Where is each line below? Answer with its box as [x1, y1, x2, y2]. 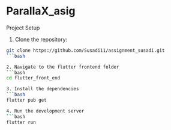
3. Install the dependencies [6, 86, 79, 92]
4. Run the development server [6, 108, 85, 114]
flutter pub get [6, 97, 47, 104]
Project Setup [6, 24, 40, 31]
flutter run [6, 119, 36, 125]
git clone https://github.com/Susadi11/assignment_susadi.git [6, 47, 165, 54]
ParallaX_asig [6, 4, 76, 18]
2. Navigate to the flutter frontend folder [6, 64, 119, 70]
